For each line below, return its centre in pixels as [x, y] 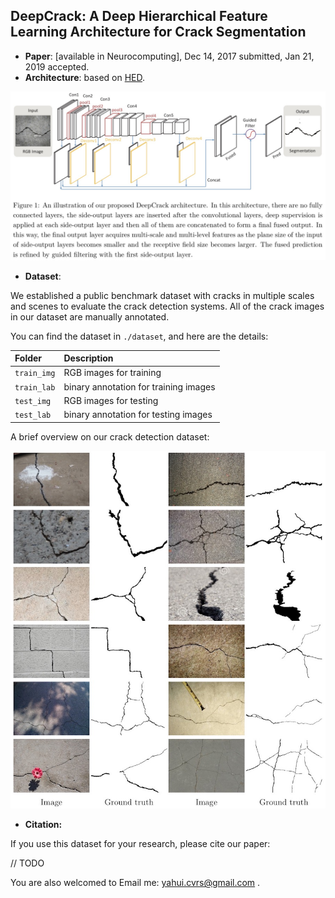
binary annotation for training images [139, 386]
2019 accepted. [57, 66]
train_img [35, 374]
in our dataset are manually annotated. [90, 316]
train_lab [35, 387]
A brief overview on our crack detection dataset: [110, 436]
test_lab [33, 415]
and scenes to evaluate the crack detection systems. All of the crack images [167, 306]
